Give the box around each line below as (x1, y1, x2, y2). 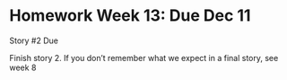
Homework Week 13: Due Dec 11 (9, 5, 251, 26)
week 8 (9, 62, 37, 73)
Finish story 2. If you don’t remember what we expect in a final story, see (9, 52, 279, 63)
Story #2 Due (9, 35, 59, 46)
